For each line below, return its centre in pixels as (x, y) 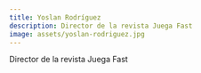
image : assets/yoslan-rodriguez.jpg (77, 34)
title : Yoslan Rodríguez (55, 17)
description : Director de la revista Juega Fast (101, 26)
